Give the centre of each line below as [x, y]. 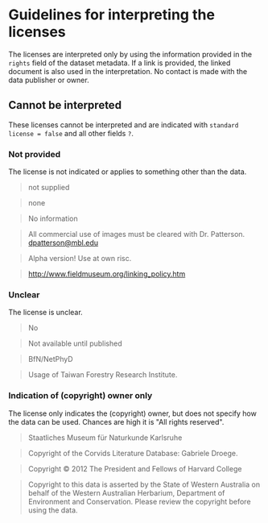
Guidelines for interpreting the [112, 15]
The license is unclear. [45, 313]
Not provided [35, 154]
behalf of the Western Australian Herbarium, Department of [126, 492]
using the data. [53, 510]
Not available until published [75, 343]
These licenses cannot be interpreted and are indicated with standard [124, 125]
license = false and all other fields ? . [71, 133]
